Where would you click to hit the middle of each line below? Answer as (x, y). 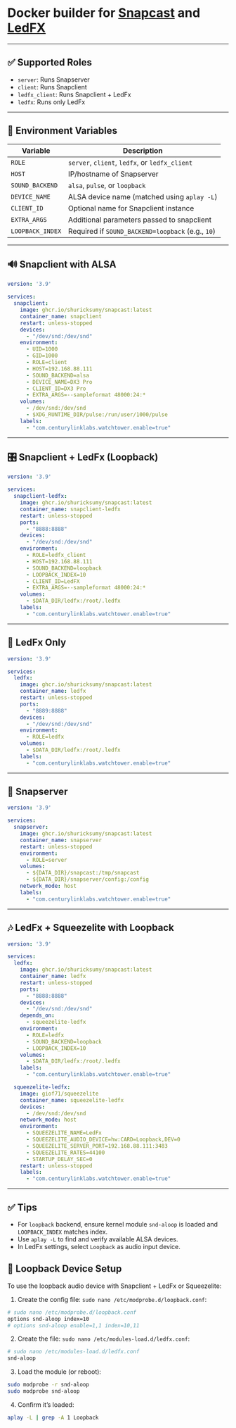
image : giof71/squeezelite (59, 1094)
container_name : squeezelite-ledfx (72, 1100)
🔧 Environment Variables (63, 131)
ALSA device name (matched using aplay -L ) (143, 196)
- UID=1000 (42, 349)
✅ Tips (22, 1207)
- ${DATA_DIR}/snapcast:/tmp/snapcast (83, 873)
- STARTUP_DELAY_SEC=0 (59, 1159)
